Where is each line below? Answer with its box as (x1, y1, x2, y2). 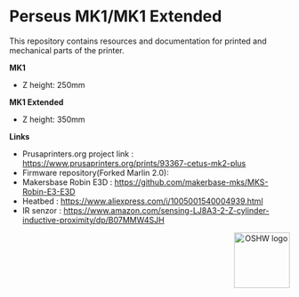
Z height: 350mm (21, 114, 86, 124)
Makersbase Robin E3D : (21, 176, 113, 188)
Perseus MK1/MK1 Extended (9, 6, 222, 27)
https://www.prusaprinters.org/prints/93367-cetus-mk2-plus (21, 157, 246, 168)
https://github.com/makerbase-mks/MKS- (114, 176, 269, 188)
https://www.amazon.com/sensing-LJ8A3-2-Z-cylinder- (63, 205, 270, 215)
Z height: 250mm (21, 79, 85, 90)
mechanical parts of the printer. (9, 44, 125, 55)
